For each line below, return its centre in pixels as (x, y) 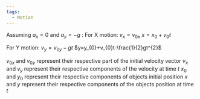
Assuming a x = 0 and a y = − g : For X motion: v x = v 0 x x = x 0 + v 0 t (89, 35)
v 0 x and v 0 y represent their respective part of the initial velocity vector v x (97, 62)
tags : (13, 12)
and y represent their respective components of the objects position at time (100, 85)
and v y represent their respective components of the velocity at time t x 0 (97, 69)
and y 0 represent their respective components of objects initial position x (97, 77)
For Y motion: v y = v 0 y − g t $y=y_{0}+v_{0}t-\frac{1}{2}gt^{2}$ (84, 49)
